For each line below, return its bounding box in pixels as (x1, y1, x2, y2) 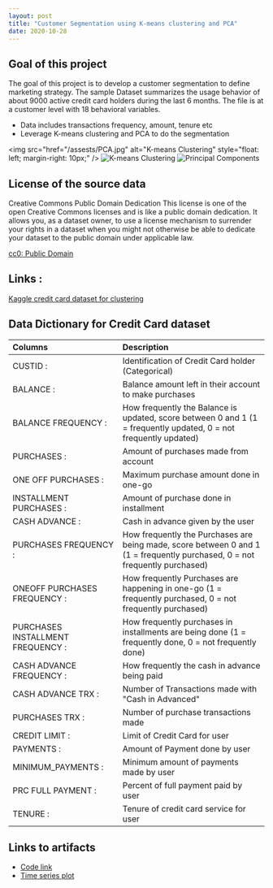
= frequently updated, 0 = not (122, 422, 236, 433)
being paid (122, 669, 163, 681)
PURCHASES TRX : (12, 712, 85, 723)
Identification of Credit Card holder (122, 355, 256, 366)
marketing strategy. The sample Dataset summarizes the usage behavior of (8, 87, 261, 97)
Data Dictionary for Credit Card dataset (8, 318, 210, 331)
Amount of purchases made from (122, 445, 249, 457)
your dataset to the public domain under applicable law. (8, 233, 195, 242)
